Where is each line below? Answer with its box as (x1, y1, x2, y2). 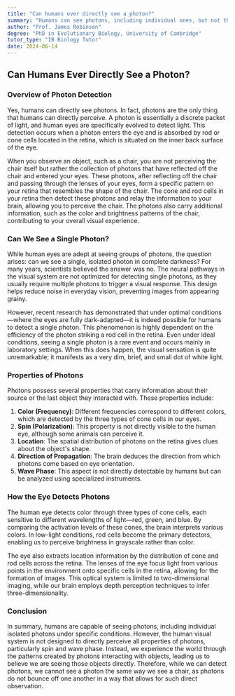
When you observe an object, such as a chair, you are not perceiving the (7, 156, 217, 165)
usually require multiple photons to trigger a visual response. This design (7, 279, 218, 288)
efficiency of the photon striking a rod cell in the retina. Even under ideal (7, 330, 215, 339)
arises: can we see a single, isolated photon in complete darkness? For (7, 257, 211, 265)
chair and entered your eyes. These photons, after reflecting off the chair (7, 171, 218, 180)
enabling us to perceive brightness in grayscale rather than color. (7, 537, 195, 546)
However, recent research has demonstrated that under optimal (7, 308, 190, 316)
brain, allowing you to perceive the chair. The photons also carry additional (7, 201, 222, 210)
